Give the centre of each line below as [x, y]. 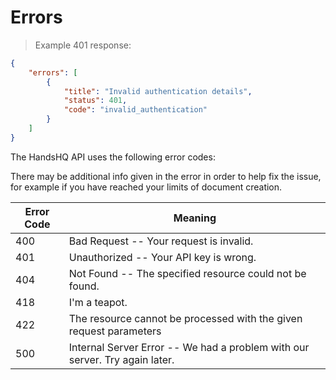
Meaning [195, 218]
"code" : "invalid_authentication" [135, 110]
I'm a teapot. [98, 302]
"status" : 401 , [95, 101]
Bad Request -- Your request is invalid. [161, 241]
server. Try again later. [121, 359]
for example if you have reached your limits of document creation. [146, 187]
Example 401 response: [83, 45]
